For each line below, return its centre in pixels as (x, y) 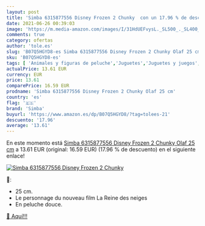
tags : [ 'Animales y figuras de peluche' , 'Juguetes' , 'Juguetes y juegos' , (103, 63)
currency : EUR (24, 75)
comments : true (26, 35)
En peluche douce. (39, 205)
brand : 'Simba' (26, 108)
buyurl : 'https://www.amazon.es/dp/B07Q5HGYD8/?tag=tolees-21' (88, 114)
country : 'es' (24, 97)
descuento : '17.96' (31, 120)
